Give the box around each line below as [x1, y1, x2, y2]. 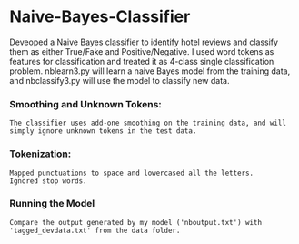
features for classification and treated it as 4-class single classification [9, 56, 274, 66]
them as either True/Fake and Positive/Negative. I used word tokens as [9, 46, 274, 56]
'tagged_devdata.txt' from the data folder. [9, 226, 181, 235]
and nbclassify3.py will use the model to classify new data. [9, 75, 230, 86]
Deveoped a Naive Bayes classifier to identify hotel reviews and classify [9, 36, 279, 47]
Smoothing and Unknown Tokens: [9, 97, 162, 110]
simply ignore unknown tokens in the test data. [9, 127, 197, 136]
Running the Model [9, 198, 95, 210]
